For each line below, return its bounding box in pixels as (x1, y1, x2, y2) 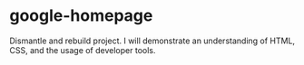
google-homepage (9, 5, 153, 26)
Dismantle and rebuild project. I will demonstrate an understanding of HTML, (9, 35, 296, 46)
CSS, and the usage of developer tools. (9, 44, 156, 55)
